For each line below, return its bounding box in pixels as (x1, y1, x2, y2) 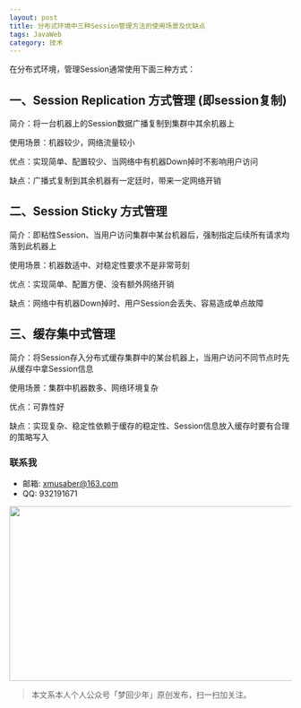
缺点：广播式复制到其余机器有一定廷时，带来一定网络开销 (9, 176, 221, 186)
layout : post (9, 13, 58, 22)
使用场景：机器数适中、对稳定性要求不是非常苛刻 (9, 259, 190, 270)
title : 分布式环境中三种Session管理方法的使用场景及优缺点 (9, 22, 206, 30)
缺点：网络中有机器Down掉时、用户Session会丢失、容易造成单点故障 (9, 298, 264, 308)
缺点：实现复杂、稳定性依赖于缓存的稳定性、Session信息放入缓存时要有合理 (9, 420, 289, 431)
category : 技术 (9, 38, 64, 47)
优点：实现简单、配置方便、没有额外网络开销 (9, 279, 175, 289)
